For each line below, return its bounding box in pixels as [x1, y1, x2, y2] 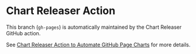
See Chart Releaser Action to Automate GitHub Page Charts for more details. [6, 41, 191, 48]
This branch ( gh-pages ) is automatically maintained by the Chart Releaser [6, 23, 182, 31]
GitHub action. [6, 29, 41, 36]
